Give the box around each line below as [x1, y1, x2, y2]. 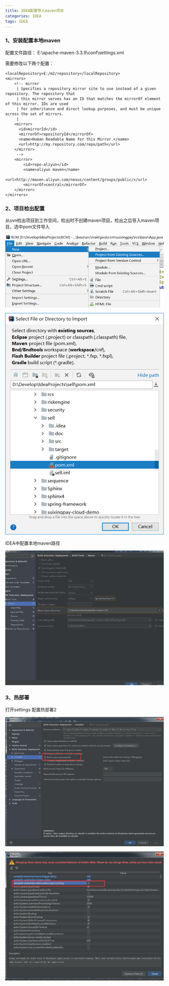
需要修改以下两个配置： [5, 60, 54, 66]
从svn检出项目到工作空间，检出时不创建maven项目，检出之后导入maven [5, 217, 155, 223]
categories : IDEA [5, 13, 42, 19]
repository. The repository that [5, 91, 75, 96]
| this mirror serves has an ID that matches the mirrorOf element [16, 96, 161, 101]
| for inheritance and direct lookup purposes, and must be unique [16, 106, 161, 111]
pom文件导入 [22, 223, 50, 229]
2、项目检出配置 [5, 205, 45, 212]
